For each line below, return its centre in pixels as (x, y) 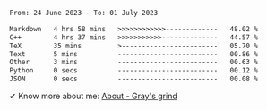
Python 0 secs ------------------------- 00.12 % (133, 71)
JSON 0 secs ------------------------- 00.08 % (133, 79)
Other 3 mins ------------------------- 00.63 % (133, 63)
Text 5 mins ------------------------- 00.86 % (133, 54)
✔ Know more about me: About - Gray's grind (93, 96)
